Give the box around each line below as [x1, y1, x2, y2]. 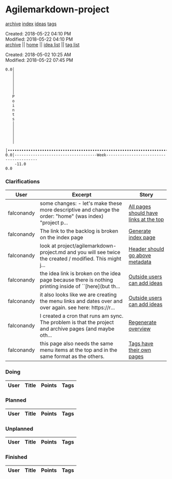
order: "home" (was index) [40, 212, 104, 220]
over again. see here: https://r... [40, 304, 115, 311]
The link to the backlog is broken [40, 227, 119, 235]
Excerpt [72, 191, 92, 199]
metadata [128, 258, 152, 265]
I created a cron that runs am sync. [40, 312, 124, 320]
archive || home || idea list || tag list [5, 41, 80, 47]
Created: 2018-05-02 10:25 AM [5, 51, 72, 58]
